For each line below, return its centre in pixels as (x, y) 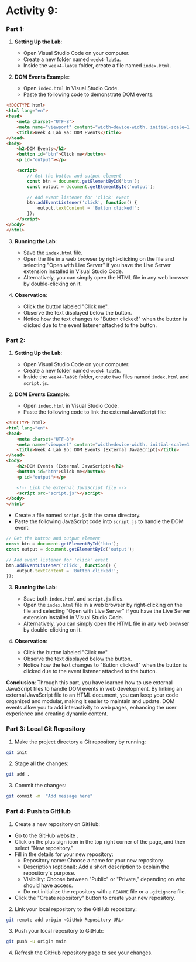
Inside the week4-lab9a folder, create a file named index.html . (97, 66)
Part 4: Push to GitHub (39, 811)
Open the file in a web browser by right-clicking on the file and (99, 258)
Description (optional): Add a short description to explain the (96, 867)
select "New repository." (44, 848)
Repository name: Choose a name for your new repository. (94, 860)
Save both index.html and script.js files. (73, 599)
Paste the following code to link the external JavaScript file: (95, 412)
